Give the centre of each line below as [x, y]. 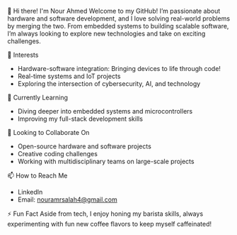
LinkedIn [30, 192]
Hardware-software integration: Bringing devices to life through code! [119, 69]
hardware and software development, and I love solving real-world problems [119, 18]
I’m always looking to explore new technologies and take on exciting [106, 33]
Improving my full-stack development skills [80, 119]
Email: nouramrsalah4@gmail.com [68, 200]
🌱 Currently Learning [38, 97]
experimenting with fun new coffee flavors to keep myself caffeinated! [110, 224]
